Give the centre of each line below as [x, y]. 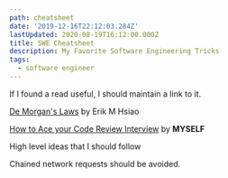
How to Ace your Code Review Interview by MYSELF [107, 128]
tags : [19, 60]
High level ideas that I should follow [75, 146]
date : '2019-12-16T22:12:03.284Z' [74, 26]
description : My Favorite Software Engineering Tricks [114, 52]
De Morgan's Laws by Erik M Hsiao [74, 111]
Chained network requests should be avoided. [95, 164]
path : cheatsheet [42, 18]
